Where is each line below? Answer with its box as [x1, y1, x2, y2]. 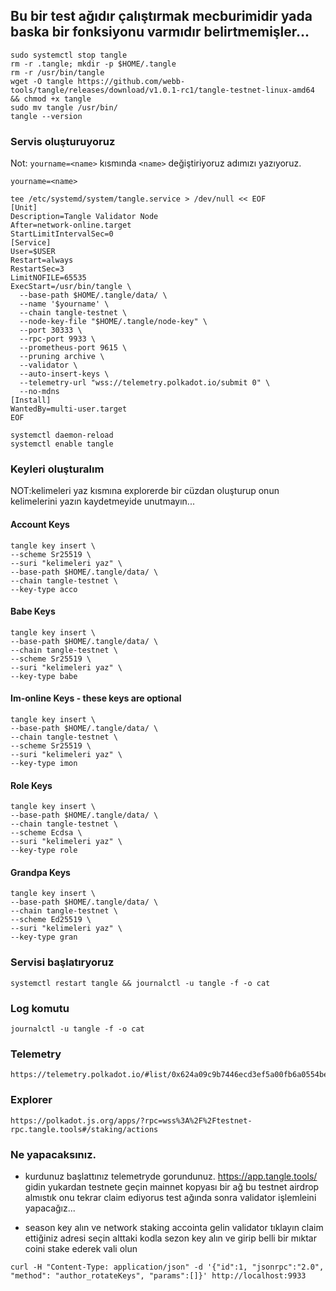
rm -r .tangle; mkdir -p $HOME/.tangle [10, 59, 177, 69]
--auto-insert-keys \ [19, 369, 110, 379]
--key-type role [10, 845, 78, 856]
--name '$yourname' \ [19, 299, 110, 309]
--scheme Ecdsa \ [10, 828, 83, 838]
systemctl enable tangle [10, 439, 114, 449]
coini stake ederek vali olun [24, 1242, 138, 1254]
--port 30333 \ [19, 325, 83, 336]
